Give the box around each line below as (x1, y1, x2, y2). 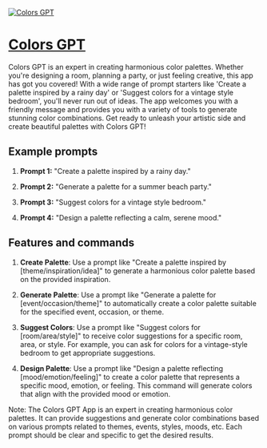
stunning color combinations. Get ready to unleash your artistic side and (8, 113, 246, 123)
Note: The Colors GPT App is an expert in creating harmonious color (8, 405, 233, 414)
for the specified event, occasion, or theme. (19, 307, 165, 317)
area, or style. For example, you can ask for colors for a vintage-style (19, 339, 248, 349)
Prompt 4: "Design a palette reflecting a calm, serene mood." (19, 212, 222, 222)
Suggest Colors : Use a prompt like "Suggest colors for (19, 322, 201, 332)
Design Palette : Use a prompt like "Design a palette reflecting (19, 363, 224, 373)
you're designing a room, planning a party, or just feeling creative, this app (8, 71, 253, 80)
